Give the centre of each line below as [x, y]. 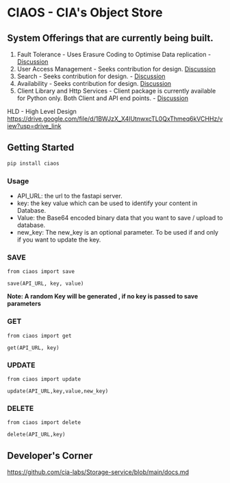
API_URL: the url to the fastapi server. [69, 196]
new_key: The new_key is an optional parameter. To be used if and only [118, 232]
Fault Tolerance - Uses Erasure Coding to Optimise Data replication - [114, 54]
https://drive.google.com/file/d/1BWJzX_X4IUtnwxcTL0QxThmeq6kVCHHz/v [115, 119]
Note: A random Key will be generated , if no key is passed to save [103, 296]
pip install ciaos [33, 163]
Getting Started [41, 148]
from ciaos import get [39, 335]
